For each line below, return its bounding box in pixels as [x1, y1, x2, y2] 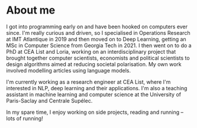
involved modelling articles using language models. [6, 67, 131, 74]
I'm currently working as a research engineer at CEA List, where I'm [6, 78, 171, 86]
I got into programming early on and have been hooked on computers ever [6, 23, 188, 30]
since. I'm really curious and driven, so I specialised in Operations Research [6, 29, 190, 36]
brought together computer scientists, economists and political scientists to [6, 54, 190, 61]
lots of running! [6, 114, 43, 122]
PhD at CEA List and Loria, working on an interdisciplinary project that [6, 48, 176, 55]
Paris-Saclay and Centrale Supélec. [6, 97, 93, 104]
